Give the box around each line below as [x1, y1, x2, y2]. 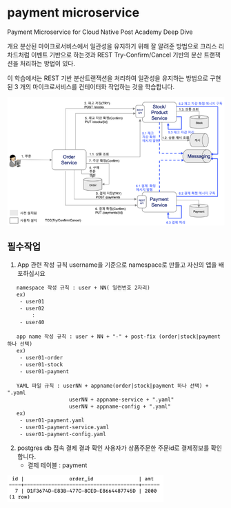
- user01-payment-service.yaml [19, 424, 110, 431]
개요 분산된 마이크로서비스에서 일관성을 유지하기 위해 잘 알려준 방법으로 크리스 [7, 41, 217, 50]
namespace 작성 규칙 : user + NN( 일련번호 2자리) [16, 284, 150, 291]
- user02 [19, 305, 45, 312]
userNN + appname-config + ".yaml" [68, 403, 171, 410]
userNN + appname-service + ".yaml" [68, 396, 174, 403]
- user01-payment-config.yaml [19, 431, 107, 438]
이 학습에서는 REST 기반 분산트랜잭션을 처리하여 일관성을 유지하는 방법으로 [7, 74, 209, 82]
